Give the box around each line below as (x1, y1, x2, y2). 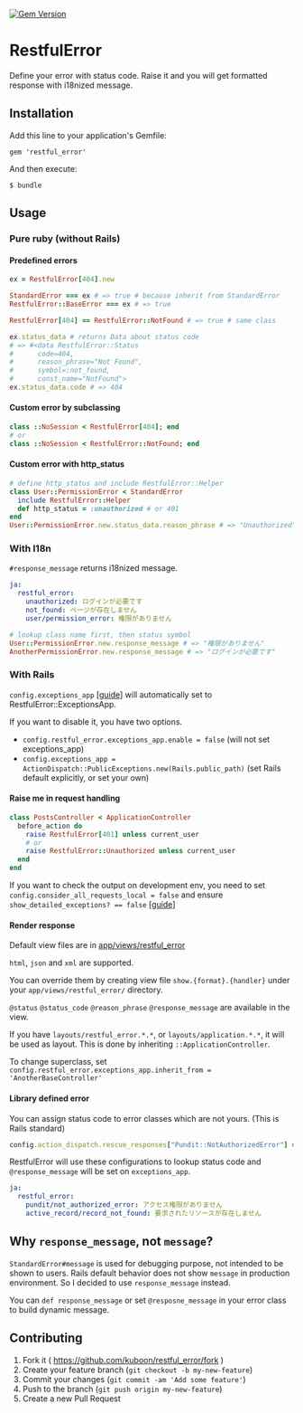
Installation (9, 106, 74, 121)
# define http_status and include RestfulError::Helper (9, 479, 224, 488)
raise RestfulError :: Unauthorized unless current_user (25, 847, 236, 856)
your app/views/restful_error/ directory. (9, 984, 164, 995)
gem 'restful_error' (9, 147, 87, 156)
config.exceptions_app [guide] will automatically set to (9, 688, 213, 700)
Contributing (9, 1331, 83, 1346)
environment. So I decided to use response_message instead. (9, 1276, 232, 1288)
